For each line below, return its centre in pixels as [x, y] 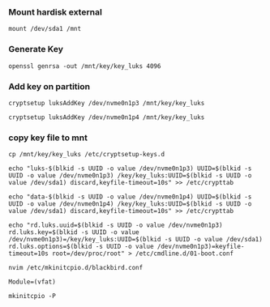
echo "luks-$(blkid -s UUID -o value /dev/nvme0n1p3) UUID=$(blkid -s [130, 168]
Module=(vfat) [32, 282]
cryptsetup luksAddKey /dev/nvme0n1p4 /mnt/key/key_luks [107, 117]
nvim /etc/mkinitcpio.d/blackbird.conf [76, 268]
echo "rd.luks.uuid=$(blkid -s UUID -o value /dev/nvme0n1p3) [116, 225]
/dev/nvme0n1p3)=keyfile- [201, 247]
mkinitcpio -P [32, 296]
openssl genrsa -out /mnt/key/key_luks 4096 [85, 66]
